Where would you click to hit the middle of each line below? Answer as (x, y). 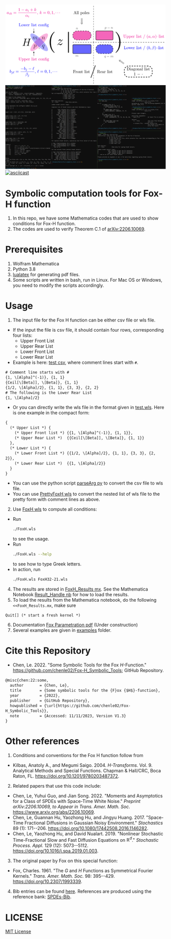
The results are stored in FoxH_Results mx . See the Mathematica (80, 589)
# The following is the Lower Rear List (49, 393)
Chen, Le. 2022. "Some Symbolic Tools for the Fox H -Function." (79, 665)
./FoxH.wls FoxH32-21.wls (40, 579)
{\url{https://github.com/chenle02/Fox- (87, 706)
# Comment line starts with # (37, 372)
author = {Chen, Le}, (40, 685)
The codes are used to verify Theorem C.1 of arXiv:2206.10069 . (79, 229)
